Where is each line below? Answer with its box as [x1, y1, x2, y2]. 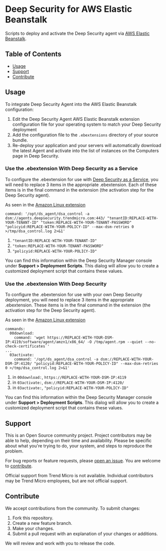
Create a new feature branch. [12, 520, 73, 526]
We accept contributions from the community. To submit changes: [5, 505, 140, 511]
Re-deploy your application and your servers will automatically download [12, 142, 162, 148]
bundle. [12, 137, 28, 143]
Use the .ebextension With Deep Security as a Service [5, 165, 138, 172]
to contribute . [5, 463, 33, 469]
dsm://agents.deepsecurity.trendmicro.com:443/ [5, 215, 106, 221]
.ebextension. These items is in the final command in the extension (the [5, 302, 151, 308]
